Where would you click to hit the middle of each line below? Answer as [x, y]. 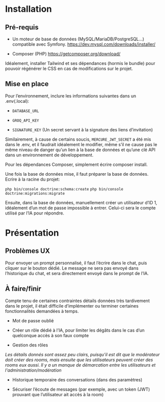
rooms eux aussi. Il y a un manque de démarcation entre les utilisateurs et [81, 365]
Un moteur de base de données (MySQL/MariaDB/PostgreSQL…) [78, 39]
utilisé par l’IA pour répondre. [35, 213]
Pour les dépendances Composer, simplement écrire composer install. [76, 164]
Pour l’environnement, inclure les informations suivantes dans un [71, 96]
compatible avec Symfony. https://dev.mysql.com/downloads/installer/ [84, 44]
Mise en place [27, 84]
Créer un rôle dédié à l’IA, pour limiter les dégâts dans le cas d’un [78, 330]
